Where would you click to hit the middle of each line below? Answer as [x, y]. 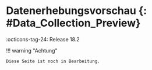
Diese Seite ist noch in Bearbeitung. [53, 61]
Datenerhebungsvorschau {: [77, 11]
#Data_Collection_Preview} [73, 23]
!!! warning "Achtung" [32, 50]
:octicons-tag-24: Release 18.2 [43, 39]
